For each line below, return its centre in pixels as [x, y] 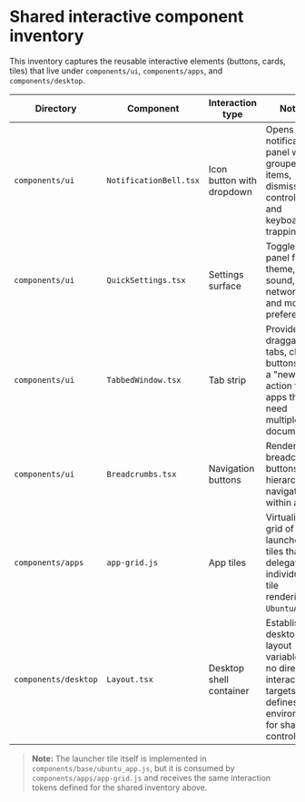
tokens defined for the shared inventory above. [119, 787]
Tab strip [227, 380]
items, [279, 174]
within [279, 503]
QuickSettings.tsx [146, 280]
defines [281, 702]
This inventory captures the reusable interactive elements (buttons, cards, [148, 61]
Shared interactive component [127, 17]
